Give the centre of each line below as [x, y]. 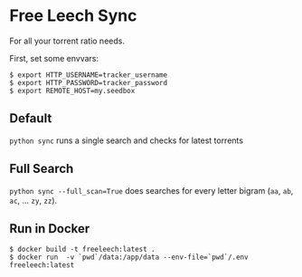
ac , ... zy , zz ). [33, 200]
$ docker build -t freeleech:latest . [82, 250]
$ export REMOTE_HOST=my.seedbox [72, 91]
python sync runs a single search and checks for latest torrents [127, 140]
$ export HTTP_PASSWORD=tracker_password [89, 82]
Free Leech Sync [73, 16]
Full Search [42, 169]
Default [31, 119]
